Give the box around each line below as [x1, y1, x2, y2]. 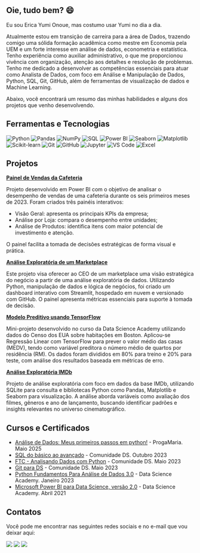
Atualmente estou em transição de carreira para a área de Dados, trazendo [6, 33, 190, 40]
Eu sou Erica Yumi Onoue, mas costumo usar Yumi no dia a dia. [6, 21, 162, 28]
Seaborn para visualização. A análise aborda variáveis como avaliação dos [6, 393, 190, 400]
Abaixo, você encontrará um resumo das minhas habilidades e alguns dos [6, 95, 188, 102]
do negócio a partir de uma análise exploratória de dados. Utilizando [6, 277, 175, 284]
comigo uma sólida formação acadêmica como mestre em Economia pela [6, 39, 187, 46]
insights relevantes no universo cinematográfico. [6, 405, 127, 413]
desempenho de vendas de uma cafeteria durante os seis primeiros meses [6, 192, 190, 200]
